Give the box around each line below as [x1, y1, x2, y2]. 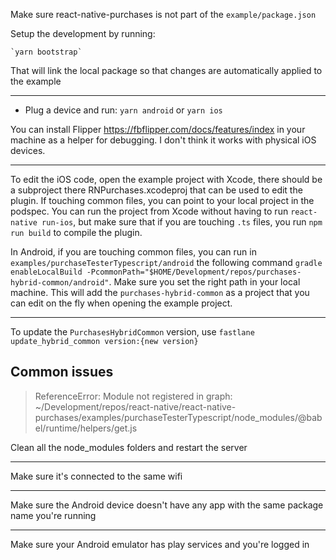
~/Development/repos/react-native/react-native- [34, 400, 237, 413]
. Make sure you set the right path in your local [108, 276, 301, 288]
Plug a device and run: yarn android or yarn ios [24, 104, 223, 116]
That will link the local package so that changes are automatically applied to [10, 65, 323, 76]
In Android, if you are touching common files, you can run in [10, 246, 257, 258]
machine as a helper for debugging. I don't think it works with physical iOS [10, 134, 317, 146]
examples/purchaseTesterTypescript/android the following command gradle [10, 257, 323, 268]
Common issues [10, 364, 114, 381]
